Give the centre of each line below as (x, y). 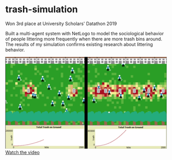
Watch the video (23, 152)
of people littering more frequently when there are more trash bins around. (84, 39)
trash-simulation (42, 9)
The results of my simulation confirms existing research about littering (79, 44)
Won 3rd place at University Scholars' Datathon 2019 (61, 24)
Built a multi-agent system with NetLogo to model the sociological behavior (85, 33)
